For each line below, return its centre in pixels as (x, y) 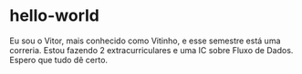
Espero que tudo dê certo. (58, 60)
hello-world (55, 16)
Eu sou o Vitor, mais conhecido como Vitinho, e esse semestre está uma (145, 41)
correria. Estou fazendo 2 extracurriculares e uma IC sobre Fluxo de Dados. (151, 50)
